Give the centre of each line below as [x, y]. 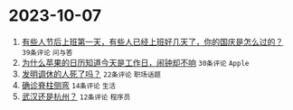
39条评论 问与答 [47, 52]
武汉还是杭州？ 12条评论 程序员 [76, 96]
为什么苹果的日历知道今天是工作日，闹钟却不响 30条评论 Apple [135, 62]
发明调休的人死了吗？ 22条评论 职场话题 [91, 74]
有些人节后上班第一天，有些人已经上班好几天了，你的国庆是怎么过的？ [152, 41]
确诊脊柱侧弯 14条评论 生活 [69, 85]
